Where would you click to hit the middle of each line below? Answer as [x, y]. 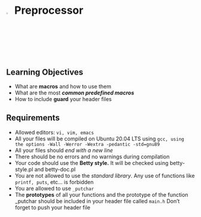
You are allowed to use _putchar [54, 188]
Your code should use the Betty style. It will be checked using [92, 163]
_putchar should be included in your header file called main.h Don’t [97, 201]
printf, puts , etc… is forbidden [54, 182]
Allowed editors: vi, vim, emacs [54, 132]
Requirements [33, 118]
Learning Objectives [45, 72]
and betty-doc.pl [55, 169]
